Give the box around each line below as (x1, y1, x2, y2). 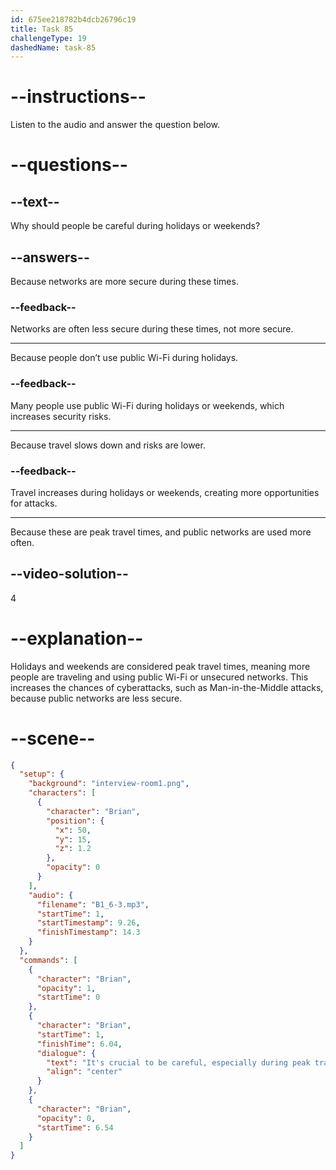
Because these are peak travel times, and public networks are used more (10, 526, 312, 538)
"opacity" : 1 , (36, 983, 97, 993)
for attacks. (10, 497, 58, 509)
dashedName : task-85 (10, 42, 97, 53)
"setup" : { (19, 769, 65, 780)
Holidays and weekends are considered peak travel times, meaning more (10, 660, 311, 672)
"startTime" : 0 (36, 992, 101, 1003)
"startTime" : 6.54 (36, 1122, 114, 1133)
